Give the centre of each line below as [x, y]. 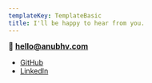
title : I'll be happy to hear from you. [77, 23]
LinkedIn [34, 71]
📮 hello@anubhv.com [48, 46]
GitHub [32, 62]
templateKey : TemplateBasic [55, 16]
